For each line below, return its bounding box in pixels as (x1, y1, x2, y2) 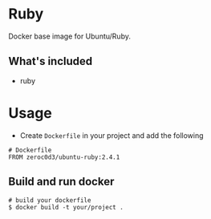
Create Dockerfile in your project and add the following (19, 130, 204, 140)
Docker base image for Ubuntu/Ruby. (8, 31, 131, 41)
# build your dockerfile (8, 196, 91, 205)
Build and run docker (8, 175, 115, 189)
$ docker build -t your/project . (8, 203, 124, 211)
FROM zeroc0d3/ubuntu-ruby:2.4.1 (8, 153, 120, 161)
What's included (8, 55, 93, 68)
